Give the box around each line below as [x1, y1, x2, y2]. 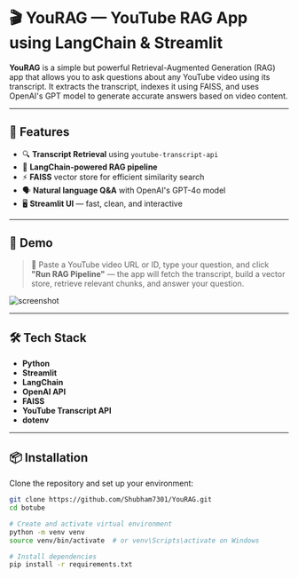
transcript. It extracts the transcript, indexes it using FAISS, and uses [9, 81, 260, 91]
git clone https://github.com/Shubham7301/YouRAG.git [9, 495, 213, 504]
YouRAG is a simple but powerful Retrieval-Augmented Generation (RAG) [9, 62, 277, 73]
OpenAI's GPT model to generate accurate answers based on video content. [9, 91, 288, 101]
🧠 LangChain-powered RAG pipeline [21, 162, 158, 172]
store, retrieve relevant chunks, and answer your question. [30, 278, 245, 289]
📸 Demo [9, 235, 53, 250]
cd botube [9, 503, 46, 512]
